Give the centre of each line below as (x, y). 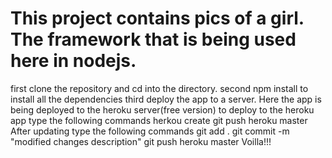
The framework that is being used (153, 39)
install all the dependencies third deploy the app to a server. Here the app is (166, 99)
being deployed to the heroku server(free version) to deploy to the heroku (162, 109)
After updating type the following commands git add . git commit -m (150, 131)
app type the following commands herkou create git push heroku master (159, 120)
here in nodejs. (73, 61)
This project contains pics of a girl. (157, 18)
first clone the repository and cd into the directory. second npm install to (159, 88)
